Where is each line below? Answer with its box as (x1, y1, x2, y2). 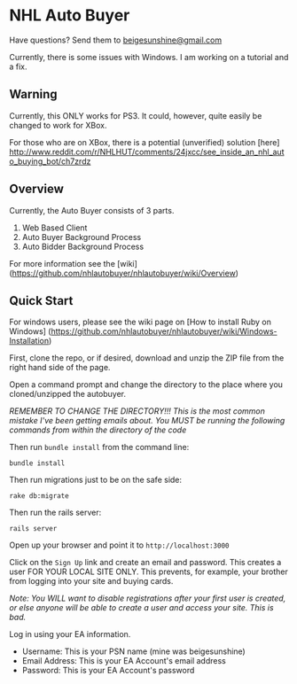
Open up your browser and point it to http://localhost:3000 (9, 540, 230, 550)
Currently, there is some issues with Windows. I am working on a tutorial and (9, 51, 289, 62)
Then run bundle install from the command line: (9, 442, 190, 453)
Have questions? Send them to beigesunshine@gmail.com (9, 35, 223, 45)
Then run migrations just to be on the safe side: (9, 475, 183, 486)
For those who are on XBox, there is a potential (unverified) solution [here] (9, 136, 280, 147)
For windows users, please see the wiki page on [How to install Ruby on (9, 316, 272, 328)
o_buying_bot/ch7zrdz (9, 156, 91, 167)
